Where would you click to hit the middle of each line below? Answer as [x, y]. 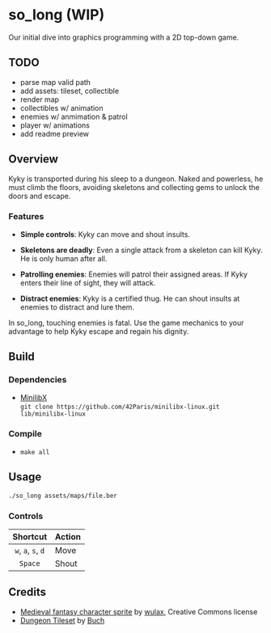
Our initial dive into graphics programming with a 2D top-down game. [124, 37]
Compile [25, 434]
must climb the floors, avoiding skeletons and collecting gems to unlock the [134, 187]
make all [35, 452]
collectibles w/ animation [61, 108]
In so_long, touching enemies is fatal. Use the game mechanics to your [126, 323]
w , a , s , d [30, 550]
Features [26, 217]
